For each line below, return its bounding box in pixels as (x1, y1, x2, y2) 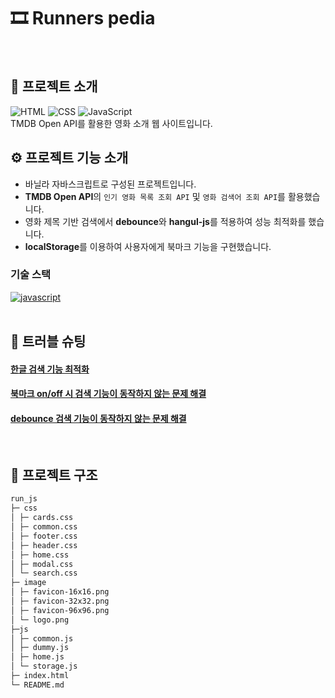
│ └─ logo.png (10, 615, 70, 625)
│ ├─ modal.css (10, 559, 74, 569)
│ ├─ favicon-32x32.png (10, 596, 110, 607)
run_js (10, 494, 38, 504)
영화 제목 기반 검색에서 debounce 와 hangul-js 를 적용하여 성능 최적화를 (24, 215, 307, 227)
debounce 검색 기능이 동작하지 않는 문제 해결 (10, 413, 187, 425)
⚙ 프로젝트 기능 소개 (10, 150, 129, 167)
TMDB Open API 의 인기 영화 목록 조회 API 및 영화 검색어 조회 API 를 (24, 190, 286, 202)
